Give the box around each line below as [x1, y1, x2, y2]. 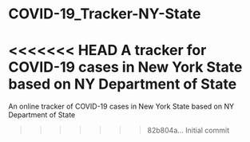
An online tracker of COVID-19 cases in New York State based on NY [8, 101, 234, 112]
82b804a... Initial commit [147, 125, 230, 136]
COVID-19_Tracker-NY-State [8, 5, 201, 23]
